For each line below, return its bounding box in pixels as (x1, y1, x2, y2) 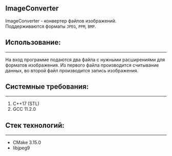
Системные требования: (5, 82, 89, 91)
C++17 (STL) (12, 101, 40, 107)
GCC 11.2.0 (12, 106, 36, 112)
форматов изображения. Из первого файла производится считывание (5, 62, 159, 68)
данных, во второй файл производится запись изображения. (5, 67, 139, 73)
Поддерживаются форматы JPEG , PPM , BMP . (5, 23, 96, 29)
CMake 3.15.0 (12, 140, 41, 146)
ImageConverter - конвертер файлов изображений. (5, 17, 117, 24)
